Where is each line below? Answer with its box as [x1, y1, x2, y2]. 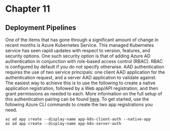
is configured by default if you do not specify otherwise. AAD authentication [5, 64, 164, 70]
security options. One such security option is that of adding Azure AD [5, 53, 151, 59]
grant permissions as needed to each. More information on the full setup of [5, 91, 162, 96]
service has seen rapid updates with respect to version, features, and [5, 48, 151, 53]
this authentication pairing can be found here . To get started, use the [5, 96, 149, 102]
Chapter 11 [5, 3, 50, 15]
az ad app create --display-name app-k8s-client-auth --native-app [5, 117, 151, 122]
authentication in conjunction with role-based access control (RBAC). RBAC [5, 58, 163, 64]
